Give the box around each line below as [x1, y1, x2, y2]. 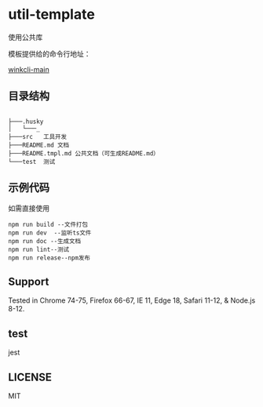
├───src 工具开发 [8, 133, 68, 140]
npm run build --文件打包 [8, 220, 89, 228]
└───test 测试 [8, 158, 56, 165]
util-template [8, 5, 96, 24]
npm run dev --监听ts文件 [8, 229, 92, 237]
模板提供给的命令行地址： [8, 49, 91, 58]
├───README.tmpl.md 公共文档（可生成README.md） [8, 149, 159, 158]
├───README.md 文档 [8, 141, 70, 149]
